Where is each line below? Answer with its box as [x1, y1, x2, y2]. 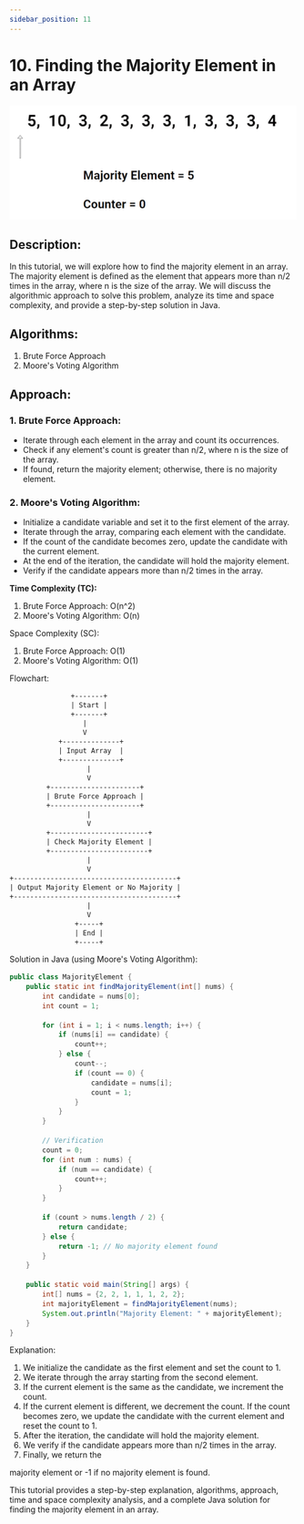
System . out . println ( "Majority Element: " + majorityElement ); [42, 1309, 283, 1318]
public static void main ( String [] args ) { [25, 1281, 189, 1290]
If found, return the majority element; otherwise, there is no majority [22, 463, 278, 474]
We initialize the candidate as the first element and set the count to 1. [22, 1363, 281, 1374]
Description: [9, 237, 82, 252]
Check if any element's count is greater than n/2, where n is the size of [22, 444, 289, 455]
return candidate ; [57, 1222, 128, 1231]
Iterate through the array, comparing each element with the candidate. [22, 527, 287, 538]
